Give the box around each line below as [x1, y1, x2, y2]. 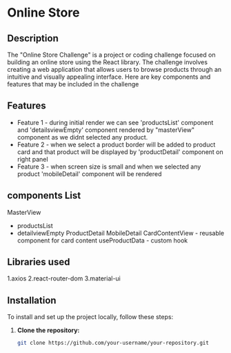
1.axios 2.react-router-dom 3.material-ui [7, 274, 121, 283]
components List [7, 190, 81, 202]
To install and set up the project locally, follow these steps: [7, 313, 174, 321]
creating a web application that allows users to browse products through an [7, 66, 222, 73]
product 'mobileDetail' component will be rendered [17, 169, 162, 178]
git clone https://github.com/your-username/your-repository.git [17, 340, 209, 347]
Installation [7, 294, 57, 306]
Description [7, 32, 59, 44]
